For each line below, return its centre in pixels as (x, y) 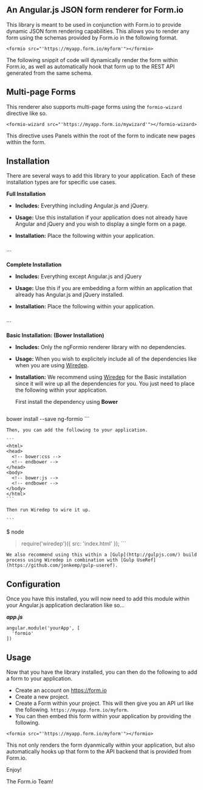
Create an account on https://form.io (61, 690)
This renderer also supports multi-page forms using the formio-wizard (94, 106)
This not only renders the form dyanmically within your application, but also (101, 745)
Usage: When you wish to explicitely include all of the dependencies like (106, 359)
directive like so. (27, 113)
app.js (15, 617)
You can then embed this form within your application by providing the (103, 716)
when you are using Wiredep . (52, 366)
